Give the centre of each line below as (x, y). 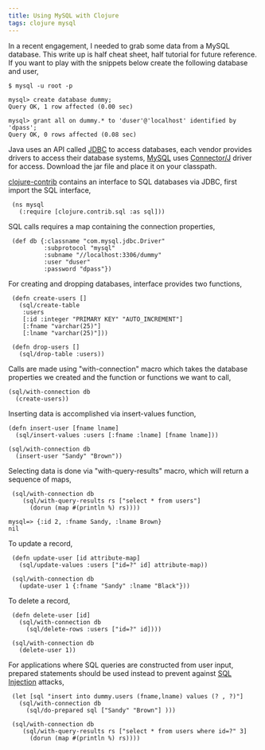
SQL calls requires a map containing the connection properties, (112, 226)
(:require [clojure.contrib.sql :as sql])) (92, 212)
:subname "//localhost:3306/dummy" (102, 255)
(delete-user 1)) (48, 650)
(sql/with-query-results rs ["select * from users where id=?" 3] (135, 731)
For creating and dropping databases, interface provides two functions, (125, 283)
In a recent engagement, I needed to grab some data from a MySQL (119, 45)
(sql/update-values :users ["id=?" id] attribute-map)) (113, 565)
